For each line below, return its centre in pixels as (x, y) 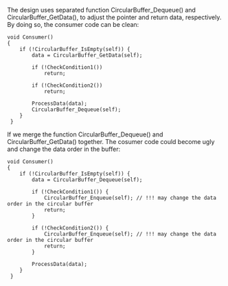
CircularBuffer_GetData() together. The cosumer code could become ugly (111, 142)
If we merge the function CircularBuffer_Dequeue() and (85, 134)
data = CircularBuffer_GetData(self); (87, 55)
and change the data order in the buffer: (64, 149)
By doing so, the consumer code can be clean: (73, 24)
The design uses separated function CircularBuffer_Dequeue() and (101, 10)
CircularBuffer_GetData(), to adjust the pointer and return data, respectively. (114, 17)
